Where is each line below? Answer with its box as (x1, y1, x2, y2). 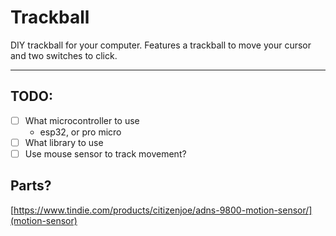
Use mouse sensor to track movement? (24, 147, 187, 160)
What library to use (24, 136, 104, 148)
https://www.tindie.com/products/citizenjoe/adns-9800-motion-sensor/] (13, 204, 313, 216)
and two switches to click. (10, 49, 118, 61)
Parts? (10, 177, 52, 195)
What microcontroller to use (24, 114, 140, 126)
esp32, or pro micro (39, 126, 122, 138)
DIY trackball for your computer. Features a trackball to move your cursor (10, 39, 312, 51)
